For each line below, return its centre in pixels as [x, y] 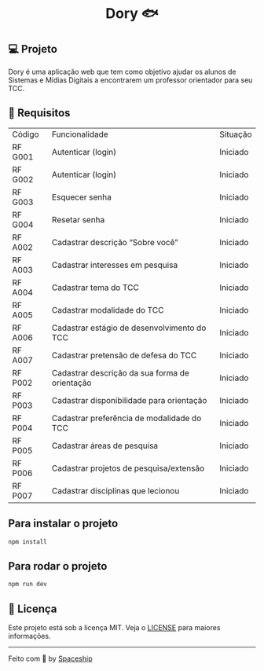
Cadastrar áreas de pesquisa [105, 445]
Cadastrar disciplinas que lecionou [115, 490]
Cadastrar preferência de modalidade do [126, 418]
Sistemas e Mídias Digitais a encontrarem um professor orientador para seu [130, 80]
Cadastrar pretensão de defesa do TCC [124, 355]
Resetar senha [78, 219]
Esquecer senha [81, 197]
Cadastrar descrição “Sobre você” [115, 242]
